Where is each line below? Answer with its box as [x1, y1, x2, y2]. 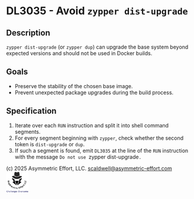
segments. [14, 128, 41, 135]
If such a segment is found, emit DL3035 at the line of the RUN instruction [14, 147, 189, 154]
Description [6, 28, 50, 38]
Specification [6, 106, 57, 116]
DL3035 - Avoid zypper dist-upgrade [6, 4, 188, 18]
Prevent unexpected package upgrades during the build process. [14, 89, 174, 96]
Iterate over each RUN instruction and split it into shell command [14, 121, 169, 129]
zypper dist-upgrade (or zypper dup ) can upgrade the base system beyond [6, 43, 189, 50]
